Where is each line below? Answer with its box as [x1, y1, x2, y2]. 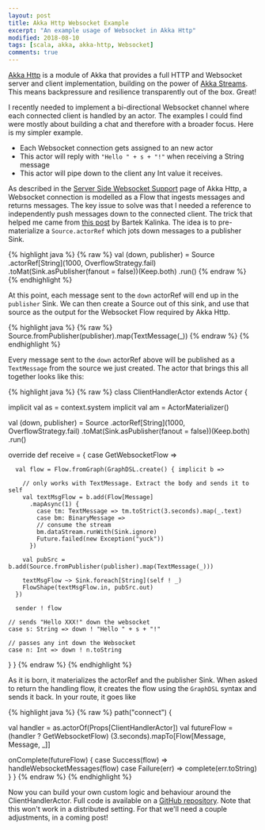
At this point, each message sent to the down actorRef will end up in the [8, 290, 239, 300]
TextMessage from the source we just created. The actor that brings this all [8, 363, 249, 373]
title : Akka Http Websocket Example [8, 19, 129, 27]
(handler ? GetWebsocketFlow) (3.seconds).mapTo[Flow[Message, [8, 732, 226, 740]
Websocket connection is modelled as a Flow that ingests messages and [8, 192, 245, 202]
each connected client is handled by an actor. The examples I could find [8, 111, 243, 120]
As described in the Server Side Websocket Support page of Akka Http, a [8, 184, 248, 193]
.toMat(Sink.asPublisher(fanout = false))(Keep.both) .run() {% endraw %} [8, 267, 247, 276]
